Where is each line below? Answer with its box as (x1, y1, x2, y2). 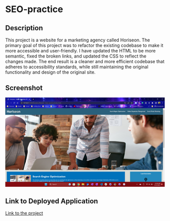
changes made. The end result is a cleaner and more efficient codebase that (5, 59, 164, 64)
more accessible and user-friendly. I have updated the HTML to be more (5, 48, 156, 53)
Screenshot (5, 84, 43, 92)
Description (5, 24, 43, 32)
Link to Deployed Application (5, 197, 98, 205)
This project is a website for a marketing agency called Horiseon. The (5, 37, 150, 43)
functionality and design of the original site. (5, 69, 96, 75)
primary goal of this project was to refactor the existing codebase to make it (5, 42, 163, 48)
